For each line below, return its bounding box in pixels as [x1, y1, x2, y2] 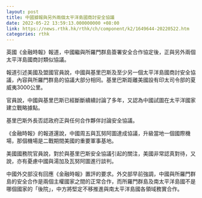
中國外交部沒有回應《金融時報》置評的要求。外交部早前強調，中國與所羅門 [6, 170, 191, 178]
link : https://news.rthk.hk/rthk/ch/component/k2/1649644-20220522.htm [6, 25, 189, 32]
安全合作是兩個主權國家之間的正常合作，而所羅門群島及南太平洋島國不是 [16, 178, 196, 185]
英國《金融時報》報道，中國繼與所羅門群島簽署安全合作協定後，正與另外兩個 [6, 49, 196, 56]
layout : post [6, 8, 39, 15]
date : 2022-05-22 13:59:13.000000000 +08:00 [6, 20, 120, 26]
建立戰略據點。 [6, 104, 43, 111]
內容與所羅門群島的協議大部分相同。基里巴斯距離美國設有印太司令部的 [16, 76, 191, 84]
